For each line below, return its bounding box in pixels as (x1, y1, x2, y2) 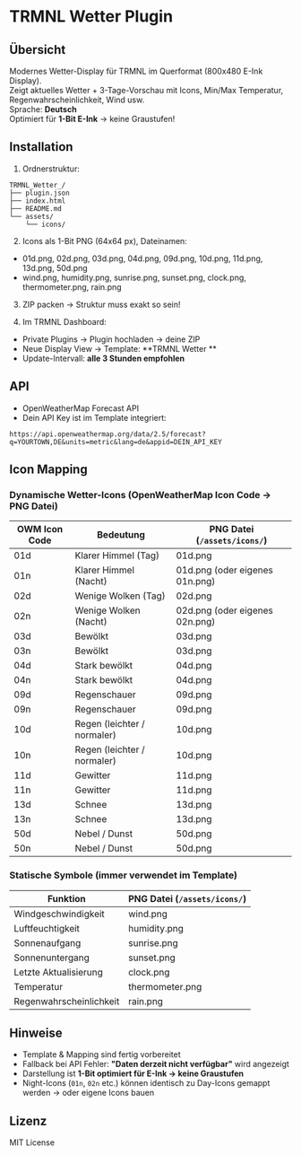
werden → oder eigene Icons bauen (21, 1088, 155, 1098)
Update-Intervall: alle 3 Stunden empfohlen (21, 353, 185, 363)
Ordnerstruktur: (21, 163, 81, 174)
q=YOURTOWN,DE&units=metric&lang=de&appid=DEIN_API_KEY (9, 437, 222, 446)
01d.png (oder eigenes (176, 564, 273, 576)
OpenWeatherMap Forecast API (21, 402, 140, 414)
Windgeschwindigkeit (13, 907, 105, 920)
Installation (9, 139, 73, 154)
